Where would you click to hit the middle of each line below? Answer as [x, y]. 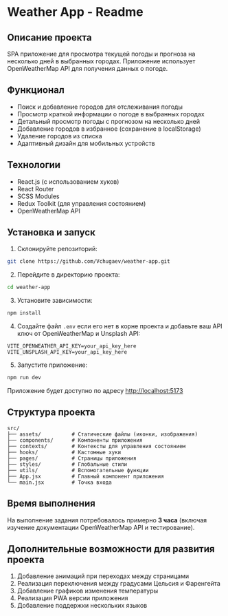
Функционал [36, 90]
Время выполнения [52, 503]
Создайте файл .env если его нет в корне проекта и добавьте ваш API [119, 326]
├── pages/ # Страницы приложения [72, 458]
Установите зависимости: [55, 301]
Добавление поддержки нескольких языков [82, 606]
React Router [35, 189]
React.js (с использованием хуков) [68, 181]
